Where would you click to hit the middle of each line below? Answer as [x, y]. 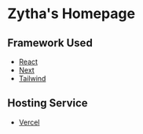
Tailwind [32, 78]
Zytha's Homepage [71, 14]
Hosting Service [48, 103]
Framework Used [50, 43]
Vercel [29, 122]
